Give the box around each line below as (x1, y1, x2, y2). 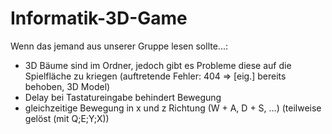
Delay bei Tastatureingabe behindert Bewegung (24, 91, 222, 103)
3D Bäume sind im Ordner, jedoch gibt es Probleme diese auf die (24, 59, 292, 71)
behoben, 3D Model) (24, 80, 111, 92)
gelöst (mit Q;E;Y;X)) (24, 112, 110, 124)
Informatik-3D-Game (10, 7, 188, 30)
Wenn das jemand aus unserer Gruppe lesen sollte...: (10, 40, 228, 52)
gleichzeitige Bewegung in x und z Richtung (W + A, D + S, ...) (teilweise (24, 102, 322, 114)
